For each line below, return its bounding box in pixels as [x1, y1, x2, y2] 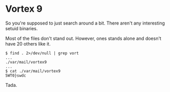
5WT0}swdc [5, 73, 27, 78]
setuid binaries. [5, 25, 38, 31]
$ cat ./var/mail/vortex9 [5, 68, 60, 74]
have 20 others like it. [5, 40, 51, 47]
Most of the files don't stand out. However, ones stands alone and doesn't [5, 35, 161, 41]
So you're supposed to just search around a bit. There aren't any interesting [5, 20, 165, 26]
